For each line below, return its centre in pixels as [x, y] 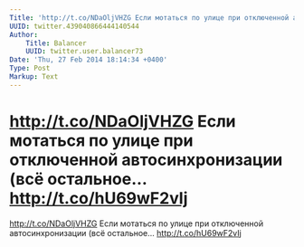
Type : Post [30, 69]
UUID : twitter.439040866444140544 [75, 26]
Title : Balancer [57, 43]
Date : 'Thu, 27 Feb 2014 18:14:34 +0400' [89, 60]
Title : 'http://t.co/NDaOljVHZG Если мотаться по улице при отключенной [149, 18]
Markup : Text [34, 77]
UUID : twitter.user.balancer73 [85, 52]
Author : [24, 34]
